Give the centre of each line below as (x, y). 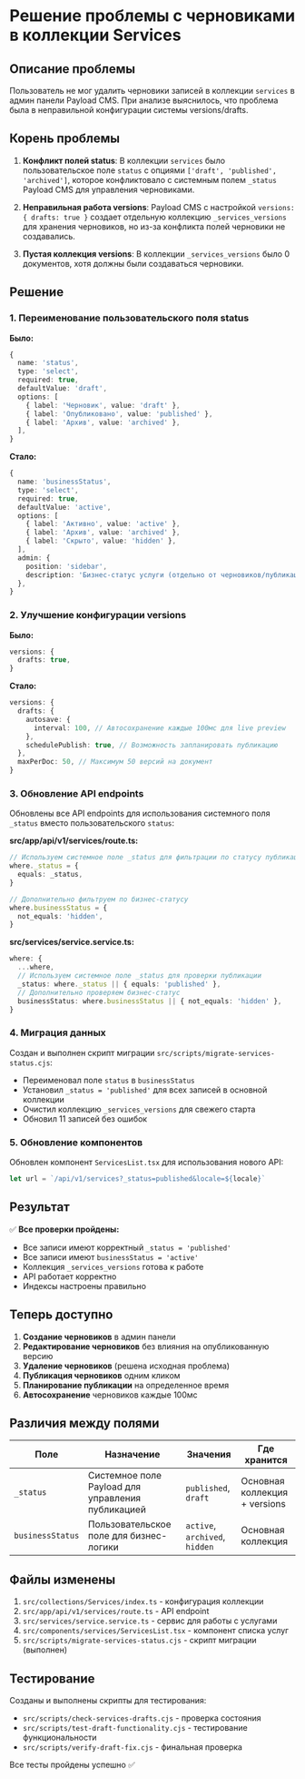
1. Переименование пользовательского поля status (129, 318)
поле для (108, 1536)
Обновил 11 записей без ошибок (85, 1118)
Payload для (114, 1487)
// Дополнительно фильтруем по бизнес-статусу (99, 899)
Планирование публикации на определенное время (126, 1385)
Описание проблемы (73, 69)
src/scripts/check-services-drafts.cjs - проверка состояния (142, 1718)
